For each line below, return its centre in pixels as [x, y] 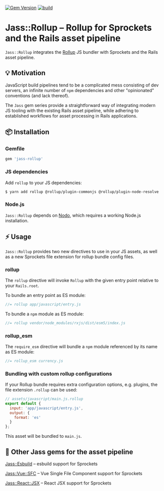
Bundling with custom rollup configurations [59, 374]
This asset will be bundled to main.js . [43, 436]
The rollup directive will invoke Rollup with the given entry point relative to [82, 280]
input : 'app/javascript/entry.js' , [46, 408]
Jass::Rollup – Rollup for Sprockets [79, 28]
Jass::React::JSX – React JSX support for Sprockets [58, 483]
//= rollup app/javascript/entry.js [43, 304]
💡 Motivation [25, 73]
